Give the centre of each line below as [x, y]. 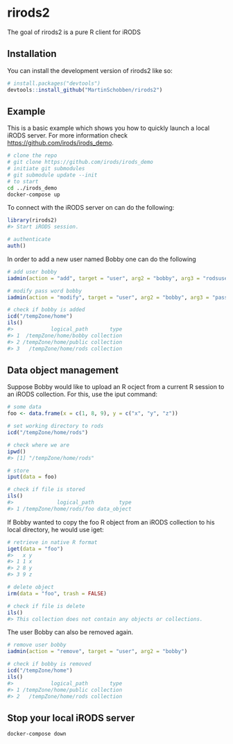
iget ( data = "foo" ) [35, 549]
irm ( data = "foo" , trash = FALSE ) [57, 593]
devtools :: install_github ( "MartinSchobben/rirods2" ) [85, 90]
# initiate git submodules [46, 169]
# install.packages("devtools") [54, 83]
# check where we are [38, 445]
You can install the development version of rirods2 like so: [90, 70]
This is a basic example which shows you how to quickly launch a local [109, 128]
